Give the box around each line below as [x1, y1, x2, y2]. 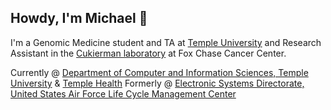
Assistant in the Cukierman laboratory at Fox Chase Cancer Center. [10, 47, 287, 59]
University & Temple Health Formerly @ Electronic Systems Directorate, [10, 77, 305, 89]
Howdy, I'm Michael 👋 [10, 10, 148, 27]
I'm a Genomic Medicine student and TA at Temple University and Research [10, 36, 322, 48]
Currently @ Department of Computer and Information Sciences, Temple [10, 66, 309, 78]
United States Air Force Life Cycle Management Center [10, 87, 237, 100]
